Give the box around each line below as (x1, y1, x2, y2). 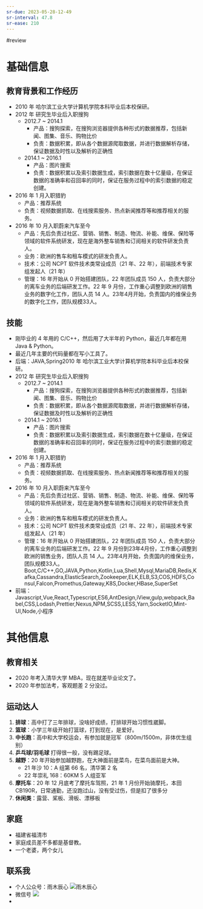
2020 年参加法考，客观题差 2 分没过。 (15, 682, 111, 689)
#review (6, 37, 27, 44)
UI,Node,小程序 (15, 607, 53, 615)
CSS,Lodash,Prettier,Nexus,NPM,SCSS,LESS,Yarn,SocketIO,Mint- (24, 600, 187, 607)
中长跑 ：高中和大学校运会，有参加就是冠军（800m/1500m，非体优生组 (15, 734, 192, 741)
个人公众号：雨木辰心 (15, 883, 68, 890)
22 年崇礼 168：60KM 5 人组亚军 (24, 772, 107, 779)
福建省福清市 (15, 831, 47, 838)
